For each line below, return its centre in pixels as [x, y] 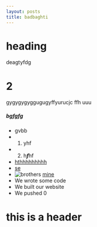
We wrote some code [40, 181]
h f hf [28, 156]
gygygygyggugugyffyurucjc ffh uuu [49, 102]
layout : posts [23, 11]
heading [27, 46]
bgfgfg [15, 116]
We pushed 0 [31, 193]
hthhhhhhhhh [31, 162]
